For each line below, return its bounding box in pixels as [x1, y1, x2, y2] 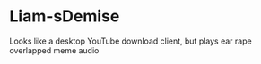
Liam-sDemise [9, 6, 120, 27]
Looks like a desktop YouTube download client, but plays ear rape [9, 36, 253, 46]
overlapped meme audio [9, 44, 100, 55]
